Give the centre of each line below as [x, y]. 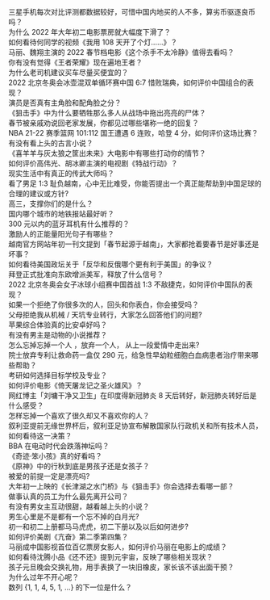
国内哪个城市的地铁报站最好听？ [61, 214]
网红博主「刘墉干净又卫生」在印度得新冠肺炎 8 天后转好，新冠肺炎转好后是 [133, 395]
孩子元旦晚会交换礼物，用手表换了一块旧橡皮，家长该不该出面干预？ [121, 567]
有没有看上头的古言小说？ [51, 143]
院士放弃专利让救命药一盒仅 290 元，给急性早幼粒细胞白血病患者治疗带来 [130, 355]
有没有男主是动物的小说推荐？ [58, 335]
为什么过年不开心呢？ [44, 577]
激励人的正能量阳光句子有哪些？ [61, 234]
